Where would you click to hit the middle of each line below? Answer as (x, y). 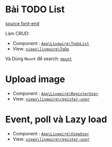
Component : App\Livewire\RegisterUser (55, 93)
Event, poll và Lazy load (56, 120)
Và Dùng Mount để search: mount (39, 58)
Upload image (35, 79)
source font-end (22, 23)
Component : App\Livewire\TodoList (51, 43)
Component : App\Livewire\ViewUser (51, 133)
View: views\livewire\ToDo (41, 48)
